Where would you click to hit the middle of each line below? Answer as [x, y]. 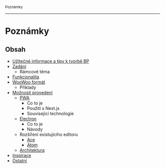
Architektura [32, 150]
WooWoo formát [29, 82]
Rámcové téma [35, 72]
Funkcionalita [26, 77]
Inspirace [22, 155]
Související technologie [50, 114]
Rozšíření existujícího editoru [49, 134]
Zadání [19, 66]
